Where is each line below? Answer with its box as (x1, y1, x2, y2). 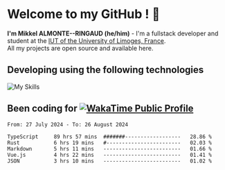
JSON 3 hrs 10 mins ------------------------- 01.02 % (7, 158, 213, 164)
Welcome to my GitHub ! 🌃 (7, 6, 161, 22)
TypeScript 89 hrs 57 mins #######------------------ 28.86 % (7, 133, 213, 140)
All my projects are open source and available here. (7, 44, 154, 52)
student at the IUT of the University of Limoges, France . (7, 36, 166, 44)
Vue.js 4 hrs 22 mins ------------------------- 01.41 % (7, 151, 213, 158)
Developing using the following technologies (7, 64, 204, 76)
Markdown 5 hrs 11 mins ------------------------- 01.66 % (7, 145, 213, 152)
